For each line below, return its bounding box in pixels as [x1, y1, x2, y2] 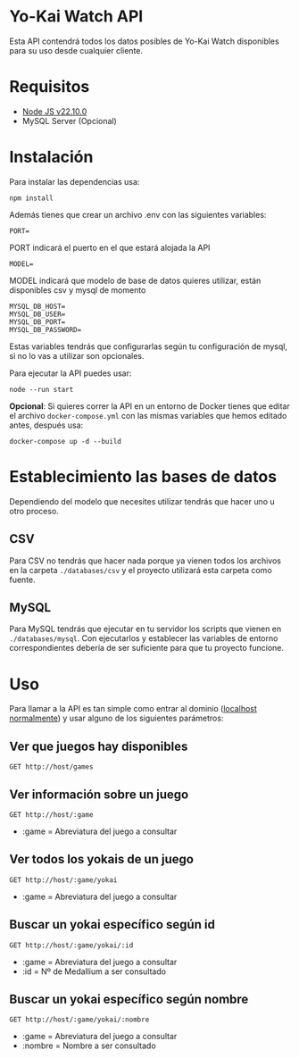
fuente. [9, 574, 36, 585]
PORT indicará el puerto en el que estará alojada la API [9, 242, 211, 253]
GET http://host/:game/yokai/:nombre [9, 1015, 150, 1024]
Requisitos [9, 77, 90, 97]
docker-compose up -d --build [9, 437, 122, 446]
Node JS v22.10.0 [21, 105, 87, 117]
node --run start [9, 385, 74, 394]
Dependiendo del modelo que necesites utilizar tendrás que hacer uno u [9, 496, 275, 506]
